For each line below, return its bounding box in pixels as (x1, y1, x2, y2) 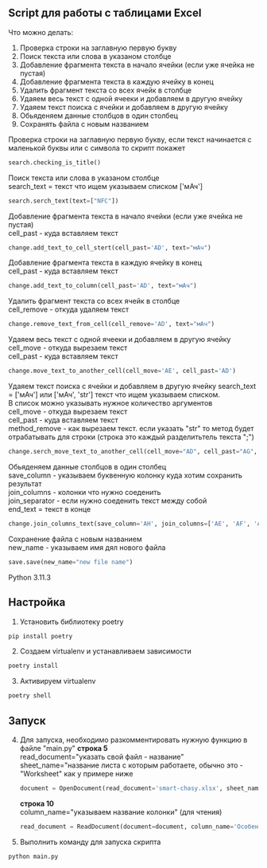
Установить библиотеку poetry (19, 617, 124, 626)
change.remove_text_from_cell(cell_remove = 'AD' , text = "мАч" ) (8, 320, 215, 328)
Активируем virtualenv (19, 677, 96, 686)
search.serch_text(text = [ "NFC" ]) (8, 197, 119, 205)
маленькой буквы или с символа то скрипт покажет (8, 143, 185, 152)
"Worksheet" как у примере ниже (19, 768, 133, 778)
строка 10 (19, 799, 54, 808)
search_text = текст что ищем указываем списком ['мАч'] (8, 181, 203, 190)
